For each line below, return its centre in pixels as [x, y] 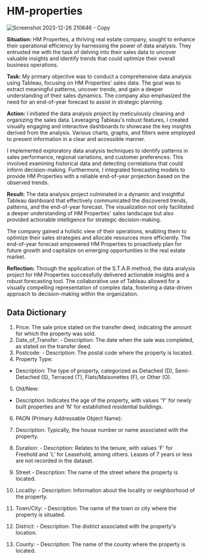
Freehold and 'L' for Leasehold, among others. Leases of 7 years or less [104, 454]
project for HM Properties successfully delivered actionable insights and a [98, 275]
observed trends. [28, 182]
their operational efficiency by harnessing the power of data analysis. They [99, 46]
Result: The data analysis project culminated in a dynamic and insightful [96, 194]
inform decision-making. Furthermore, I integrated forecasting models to [96, 170]
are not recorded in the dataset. [54, 461]
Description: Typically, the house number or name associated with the [101, 429]
